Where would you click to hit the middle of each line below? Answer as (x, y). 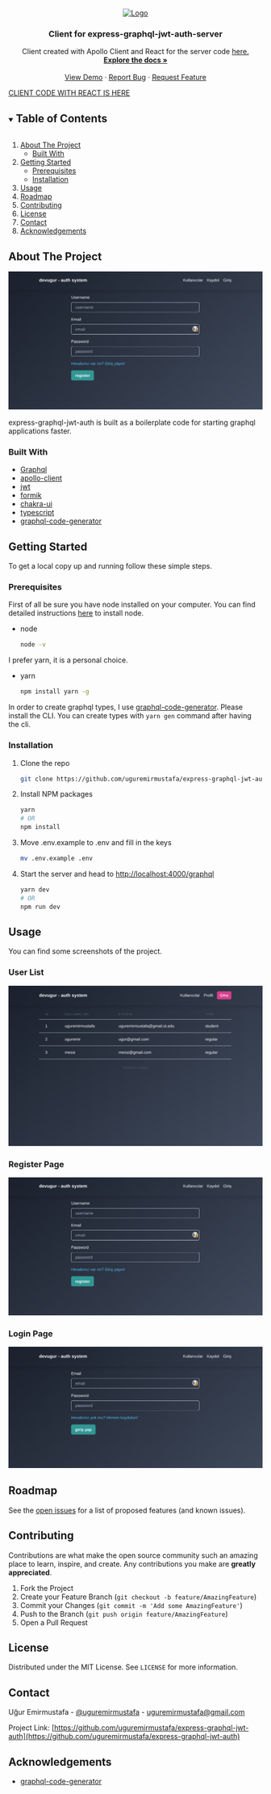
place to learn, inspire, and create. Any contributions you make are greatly (132, 1563)
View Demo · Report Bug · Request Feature (135, 78)
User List (26, 972)
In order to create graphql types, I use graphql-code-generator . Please (126, 707)
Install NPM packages (56, 794)
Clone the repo (45, 763)
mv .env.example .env (56, 859)
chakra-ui (36, 504)
